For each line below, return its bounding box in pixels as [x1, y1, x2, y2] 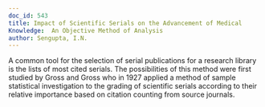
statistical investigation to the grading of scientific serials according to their [8, 81, 257, 91]
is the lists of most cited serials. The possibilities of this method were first [8, 65, 251, 74]
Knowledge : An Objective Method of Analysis [8, 26, 163, 34]
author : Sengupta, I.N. [8, 34, 88, 42]
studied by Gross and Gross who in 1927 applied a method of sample [8, 73, 236, 82]
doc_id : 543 [8, 11, 48, 20]
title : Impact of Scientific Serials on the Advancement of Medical [8, 19, 243, 27]
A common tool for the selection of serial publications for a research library [8, 56, 257, 65]
